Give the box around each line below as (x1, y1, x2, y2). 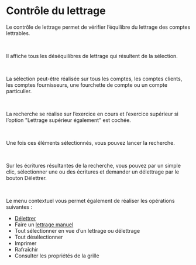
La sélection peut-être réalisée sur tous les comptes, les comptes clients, (6, 75, 183, 82)
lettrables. (6, 29, 30, 36)
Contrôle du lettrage (6, 4, 106, 18)
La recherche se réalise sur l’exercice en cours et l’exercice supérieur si (6, 110, 178, 117)
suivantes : (6, 203, 32, 210)
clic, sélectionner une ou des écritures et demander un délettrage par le (6, 168, 180, 175)
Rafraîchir (14, 246, 39, 253)
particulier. (6, 87, 32, 94)
